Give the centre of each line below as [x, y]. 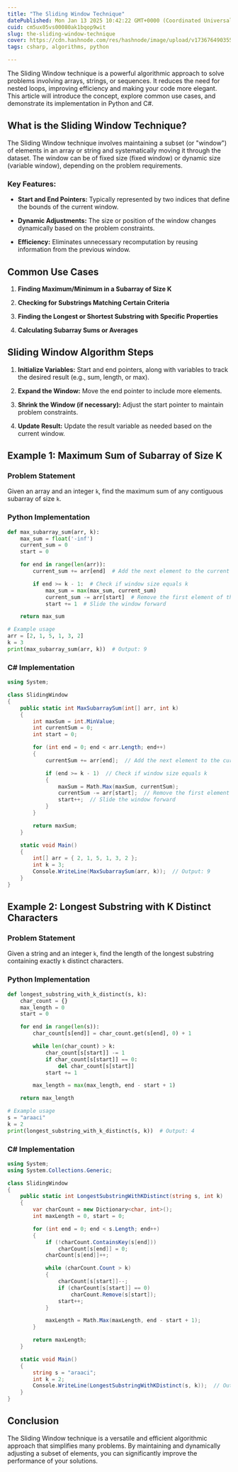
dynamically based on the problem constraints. [86, 229]
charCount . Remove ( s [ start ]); [114, 1295]
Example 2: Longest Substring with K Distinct [109, 907]
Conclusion [33, 1421]
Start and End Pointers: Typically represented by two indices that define [124, 199]
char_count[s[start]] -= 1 [85, 1053]
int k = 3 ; [49, 865]
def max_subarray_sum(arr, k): [53, 532]
